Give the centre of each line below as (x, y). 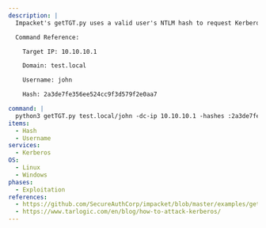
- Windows (31, 175)
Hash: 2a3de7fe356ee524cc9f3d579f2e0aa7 (90, 95)
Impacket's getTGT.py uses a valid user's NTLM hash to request (123, 23)
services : (25, 146)
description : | (33, 15)
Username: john (47, 80)
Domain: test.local (55, 66)
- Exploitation (40, 190)
